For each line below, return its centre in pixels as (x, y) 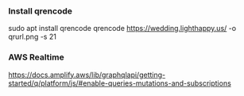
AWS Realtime (37, 57)
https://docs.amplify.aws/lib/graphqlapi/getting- (87, 75)
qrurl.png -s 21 (33, 36)
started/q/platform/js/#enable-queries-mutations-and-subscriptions (120, 83)
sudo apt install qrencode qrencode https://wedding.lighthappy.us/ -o (122, 29)
